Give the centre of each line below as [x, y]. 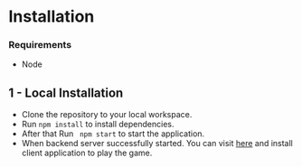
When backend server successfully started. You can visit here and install [157, 144]
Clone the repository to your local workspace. [107, 115]
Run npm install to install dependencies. [98, 125]
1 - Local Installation [66, 93]
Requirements [40, 45]
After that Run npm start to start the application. [113, 134]
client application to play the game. [87, 153]
